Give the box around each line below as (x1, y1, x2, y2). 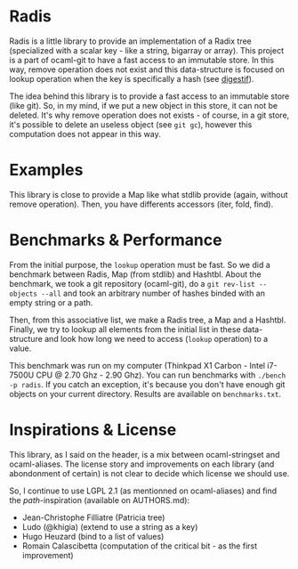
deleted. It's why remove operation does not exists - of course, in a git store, (9, 110, 290, 120)
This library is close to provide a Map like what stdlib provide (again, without (9, 189, 288, 199)
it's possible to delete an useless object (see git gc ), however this (9, 118, 253, 130)
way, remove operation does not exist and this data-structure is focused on (9, 64, 285, 75)
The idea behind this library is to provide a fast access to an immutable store (9, 91, 290, 102)
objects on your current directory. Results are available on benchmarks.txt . (9, 388, 282, 399)
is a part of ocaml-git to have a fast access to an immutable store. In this (9, 54, 274, 65)
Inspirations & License (9, 420, 177, 440)
